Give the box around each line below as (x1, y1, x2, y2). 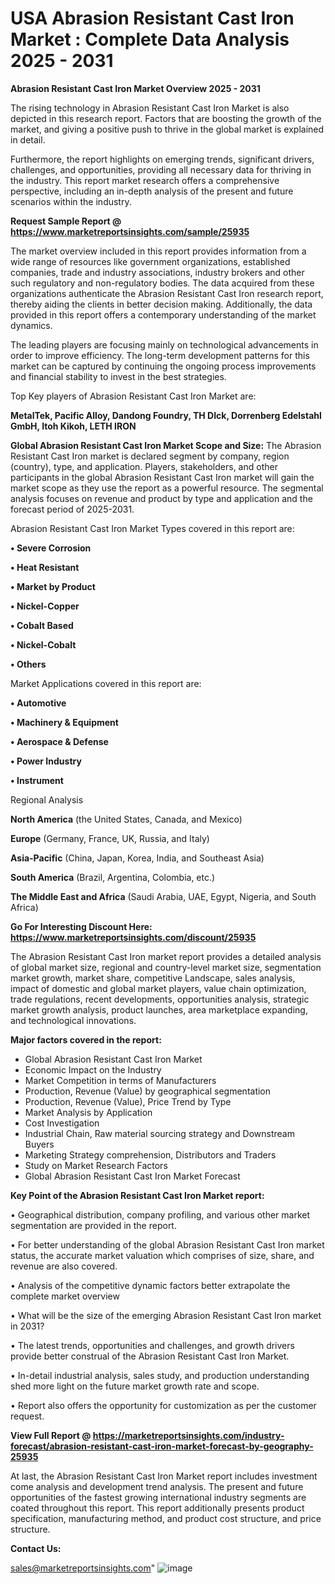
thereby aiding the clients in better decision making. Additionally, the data (10, 298, 313, 310)
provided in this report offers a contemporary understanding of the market (10, 308, 317, 321)
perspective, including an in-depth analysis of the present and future (10, 185, 294, 197)
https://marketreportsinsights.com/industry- (92, 1429, 285, 1441)
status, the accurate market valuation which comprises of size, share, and (10, 1249, 315, 1261)
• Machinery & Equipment (10, 716, 119, 728)
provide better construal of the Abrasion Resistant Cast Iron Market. (10, 1350, 290, 1362)
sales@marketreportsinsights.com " (10, 1562, 156, 1574)
